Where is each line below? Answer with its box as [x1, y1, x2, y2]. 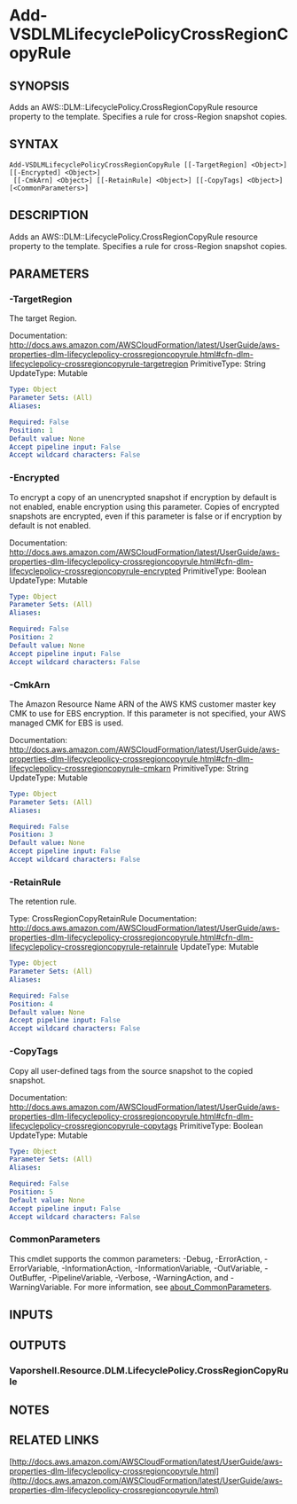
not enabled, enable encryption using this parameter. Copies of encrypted [9, 501, 280, 512]
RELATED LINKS [9, 1433, 99, 1448]
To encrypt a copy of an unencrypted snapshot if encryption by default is [9, 491, 277, 502]
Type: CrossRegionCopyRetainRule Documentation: [9, 913, 198, 924]
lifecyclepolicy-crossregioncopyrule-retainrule [9, 942, 179, 952]
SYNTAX [9, 137, 59, 152]
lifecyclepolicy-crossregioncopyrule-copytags [9, 1120, 178, 1131]
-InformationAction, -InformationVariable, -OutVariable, [61, 1263, 263, 1273]
